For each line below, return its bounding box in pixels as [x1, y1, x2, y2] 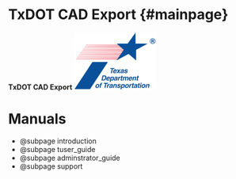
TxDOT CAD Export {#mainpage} [8, 6, 229, 24]
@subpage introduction [19, 136, 97, 146]
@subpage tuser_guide [19, 144, 96, 154]
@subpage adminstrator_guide [19, 153, 120, 162]
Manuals [8, 110, 67, 128]
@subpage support [19, 161, 83, 171]
